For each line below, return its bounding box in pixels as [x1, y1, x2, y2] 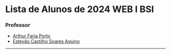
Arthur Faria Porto [12, 33, 51, 39]
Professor [5, 22, 31, 29]
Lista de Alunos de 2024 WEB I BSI [5, 4, 154, 15]
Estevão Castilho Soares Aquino [12, 38, 80, 44]
